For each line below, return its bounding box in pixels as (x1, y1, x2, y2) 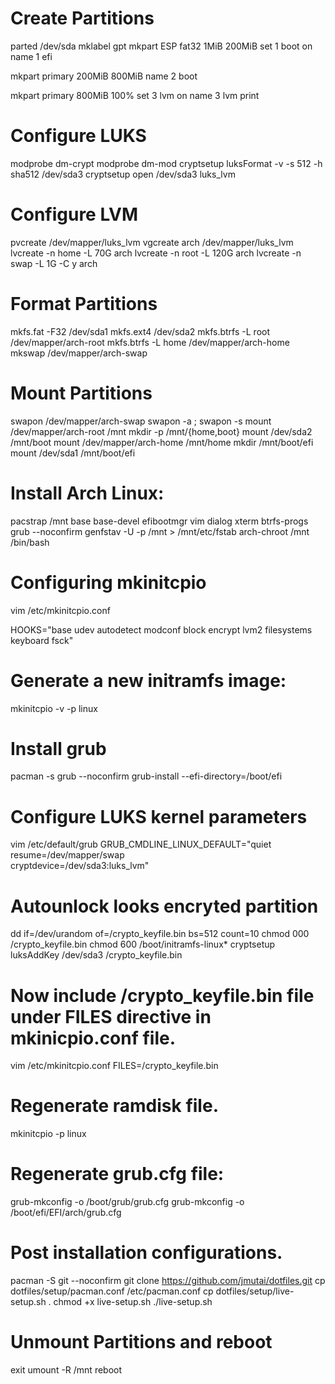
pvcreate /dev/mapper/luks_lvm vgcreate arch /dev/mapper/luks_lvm (10, 236, 294, 248)
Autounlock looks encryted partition (10, 895, 319, 917)
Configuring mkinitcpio (10, 571, 207, 594)
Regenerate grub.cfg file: (10, 1163, 225, 1186)
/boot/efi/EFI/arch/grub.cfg (10, 1207, 122, 1219)
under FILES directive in (10, 1005, 212, 1028)
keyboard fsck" (10, 634, 74, 646)
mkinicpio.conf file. (10, 1027, 177, 1049)
